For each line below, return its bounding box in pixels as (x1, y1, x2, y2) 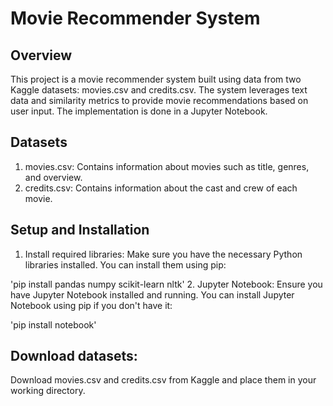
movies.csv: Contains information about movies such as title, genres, (24, 160, 310, 172)
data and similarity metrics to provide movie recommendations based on (10, 95, 309, 106)
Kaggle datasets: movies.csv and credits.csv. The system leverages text (10, 84, 308, 96)
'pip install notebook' (10, 318, 97, 331)
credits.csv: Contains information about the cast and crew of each (24, 182, 298, 194)
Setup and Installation (10, 222, 150, 239)
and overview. (24, 171, 83, 183)
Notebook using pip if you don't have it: (10, 299, 173, 311)
